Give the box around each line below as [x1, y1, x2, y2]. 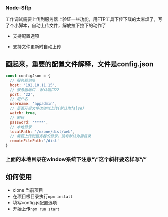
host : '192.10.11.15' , [10, 82, 57, 88]
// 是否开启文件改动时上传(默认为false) [10, 106, 85, 111]
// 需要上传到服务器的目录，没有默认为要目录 [10, 134, 91, 139]
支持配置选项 [12, 33, 39, 39]
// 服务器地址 [10, 78, 36, 83]
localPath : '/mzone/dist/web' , [10, 129, 75, 134]
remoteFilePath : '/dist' [10, 138, 59, 144]
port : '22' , [10, 92, 35, 97]
